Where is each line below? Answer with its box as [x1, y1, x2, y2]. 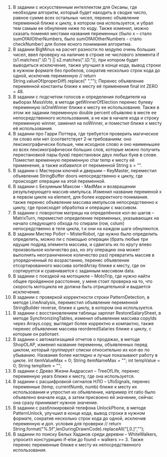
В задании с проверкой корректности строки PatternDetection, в [12, 294, 150, 300]
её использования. [12, 126, 54, 131]
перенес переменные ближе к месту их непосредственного [12, 442, 141, 448]
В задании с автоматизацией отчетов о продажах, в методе [12, 336, 140, 342]
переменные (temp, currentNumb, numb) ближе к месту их [12, 384, 137, 390]
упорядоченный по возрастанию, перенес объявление [12, 258, 130, 263]
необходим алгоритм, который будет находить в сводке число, [12, 9, 148, 15]
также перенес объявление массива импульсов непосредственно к [12, 199, 158, 205]
